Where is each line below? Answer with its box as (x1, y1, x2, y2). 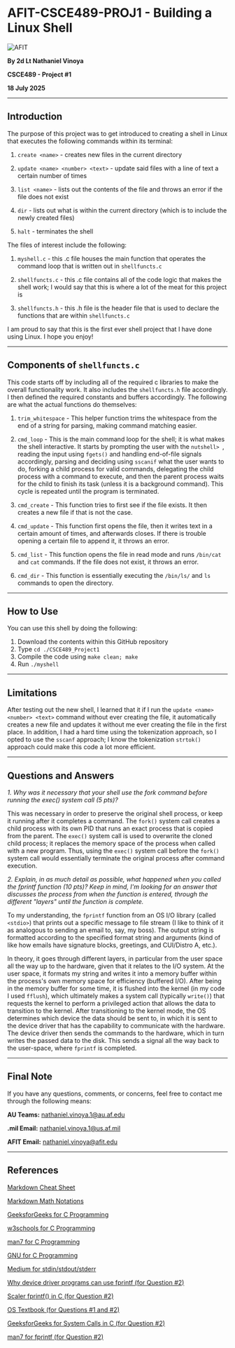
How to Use (7, 605, 59, 617)
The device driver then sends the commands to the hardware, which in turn (7, 1029, 225, 1037)
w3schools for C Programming (7, 1224, 96, 1232)
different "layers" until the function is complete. (7, 898, 144, 905)
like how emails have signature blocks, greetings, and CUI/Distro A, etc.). (7, 941, 218, 949)
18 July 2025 (7, 83, 45, 92)
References (7, 1164, 59, 1176)
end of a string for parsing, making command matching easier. (17, 421, 197, 429)
